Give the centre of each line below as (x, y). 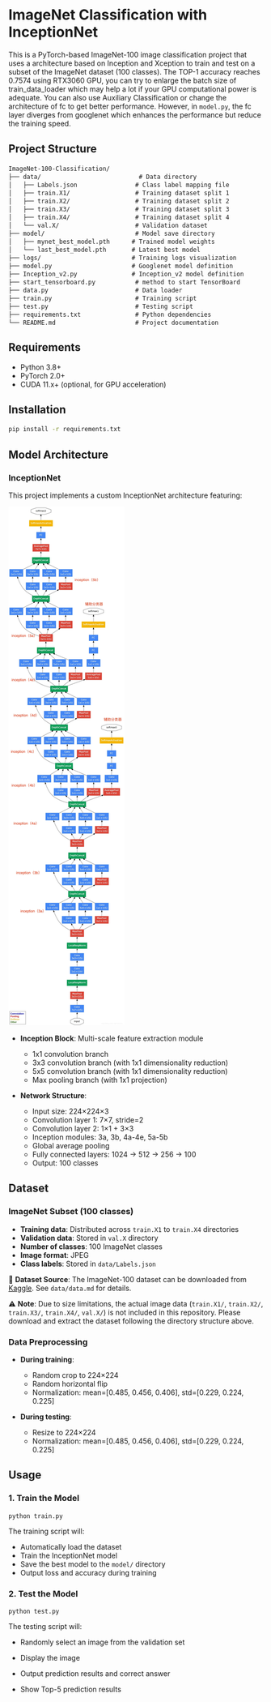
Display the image (50, 1657)
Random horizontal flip (70, 1383)
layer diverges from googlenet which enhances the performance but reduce (135, 114)
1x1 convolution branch (70, 1054)
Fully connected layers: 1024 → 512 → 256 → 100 (114, 1154)
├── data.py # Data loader (95, 290)
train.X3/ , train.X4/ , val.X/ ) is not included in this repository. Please (125, 1312)
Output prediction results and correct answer (95, 1673)
